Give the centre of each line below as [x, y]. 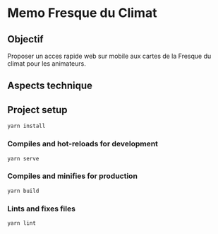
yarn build [23, 191]
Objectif [25, 39]
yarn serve [23, 158]
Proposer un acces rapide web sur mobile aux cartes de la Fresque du [109, 56]
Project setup [38, 110]
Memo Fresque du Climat [82, 13]
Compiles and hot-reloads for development [83, 144]
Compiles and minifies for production [72, 176]
